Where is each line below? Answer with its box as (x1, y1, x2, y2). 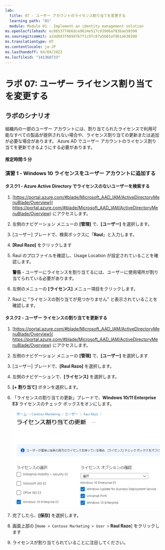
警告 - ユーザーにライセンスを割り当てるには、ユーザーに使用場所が (12, 269, 150, 275)
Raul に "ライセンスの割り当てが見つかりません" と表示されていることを (12, 296, 158, 302)
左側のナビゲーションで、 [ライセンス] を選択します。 (12, 374, 119, 380)
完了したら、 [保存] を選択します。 (12, 512, 81, 518)
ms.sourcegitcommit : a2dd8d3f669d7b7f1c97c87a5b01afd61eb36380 (5, 34, 137, 39)
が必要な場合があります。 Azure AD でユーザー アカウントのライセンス (5, 138, 148, 144)
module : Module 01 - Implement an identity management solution (9, 24, 144, 29)
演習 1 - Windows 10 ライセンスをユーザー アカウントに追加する (5, 170, 156, 177)
